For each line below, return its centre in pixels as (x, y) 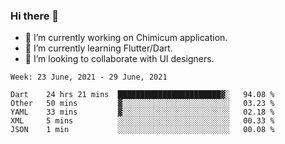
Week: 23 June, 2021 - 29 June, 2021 (89, 77)
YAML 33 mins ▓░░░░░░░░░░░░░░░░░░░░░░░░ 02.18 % (142, 112)
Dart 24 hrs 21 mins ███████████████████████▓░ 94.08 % (142, 95)
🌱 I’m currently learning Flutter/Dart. (98, 48)
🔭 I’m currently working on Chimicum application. (126, 38)
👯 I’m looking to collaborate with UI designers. (119, 59)
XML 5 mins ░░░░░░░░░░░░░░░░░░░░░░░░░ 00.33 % (142, 121)
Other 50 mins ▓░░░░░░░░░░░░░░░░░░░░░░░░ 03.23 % (142, 104)
